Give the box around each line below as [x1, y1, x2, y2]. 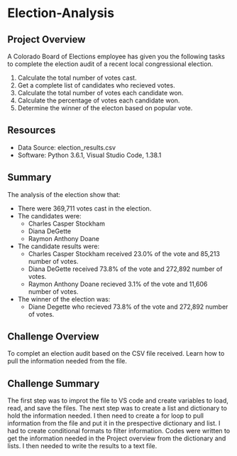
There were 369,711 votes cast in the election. [17, 204, 152, 213]
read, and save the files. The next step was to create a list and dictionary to [7, 404, 227, 413]
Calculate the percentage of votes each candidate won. [17, 96, 180, 105]
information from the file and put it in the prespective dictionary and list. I [7, 419, 221, 428]
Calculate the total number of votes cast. [17, 73, 137, 82]
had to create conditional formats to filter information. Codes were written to [7, 427, 231, 435]
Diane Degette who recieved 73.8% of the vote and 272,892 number [28, 302, 228, 311]
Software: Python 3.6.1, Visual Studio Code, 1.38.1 [17, 151, 162, 159]
